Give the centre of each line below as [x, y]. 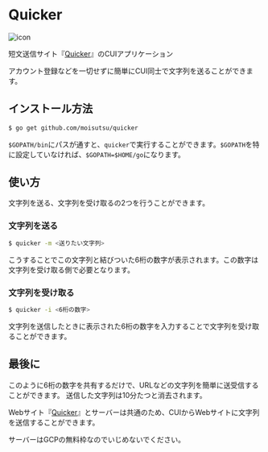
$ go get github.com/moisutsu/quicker [73, 128]
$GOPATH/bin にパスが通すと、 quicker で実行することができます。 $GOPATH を [131, 144]
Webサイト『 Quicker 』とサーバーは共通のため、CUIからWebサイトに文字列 [134, 412]
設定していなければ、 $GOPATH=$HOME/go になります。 [100, 154]
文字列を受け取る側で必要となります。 [72, 270]
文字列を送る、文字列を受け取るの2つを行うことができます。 [109, 203]
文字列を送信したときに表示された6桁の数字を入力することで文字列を [124, 326]
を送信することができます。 [54, 422]
